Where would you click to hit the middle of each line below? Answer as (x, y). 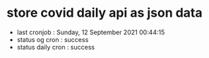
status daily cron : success (56, 47)
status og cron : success (53, 39)
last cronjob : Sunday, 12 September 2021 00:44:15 (91, 32)
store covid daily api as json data (104, 13)
